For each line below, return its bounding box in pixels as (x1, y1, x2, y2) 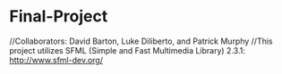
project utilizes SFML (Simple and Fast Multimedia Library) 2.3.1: (9, 45, 246, 55)
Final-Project (9, 6, 108, 27)
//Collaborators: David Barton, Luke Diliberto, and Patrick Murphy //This (9, 36, 273, 46)
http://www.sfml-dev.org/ (9, 54, 103, 65)
